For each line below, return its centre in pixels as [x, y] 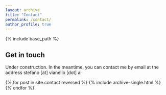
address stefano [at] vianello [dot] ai [43, 73]
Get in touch [25, 55]
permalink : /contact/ [28, 19]
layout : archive [22, 10]
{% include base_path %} [32, 39]
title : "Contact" [24, 15]
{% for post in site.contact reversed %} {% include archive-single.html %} [83, 83]
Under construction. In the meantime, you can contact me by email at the [82, 67]
